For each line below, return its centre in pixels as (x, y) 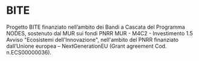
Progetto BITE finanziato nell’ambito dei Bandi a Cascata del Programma (96, 27)
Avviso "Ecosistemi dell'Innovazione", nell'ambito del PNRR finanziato (93, 39)
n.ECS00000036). (29, 52)
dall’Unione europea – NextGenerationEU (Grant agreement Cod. (87, 46)
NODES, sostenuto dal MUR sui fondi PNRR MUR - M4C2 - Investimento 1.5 (99, 33)
